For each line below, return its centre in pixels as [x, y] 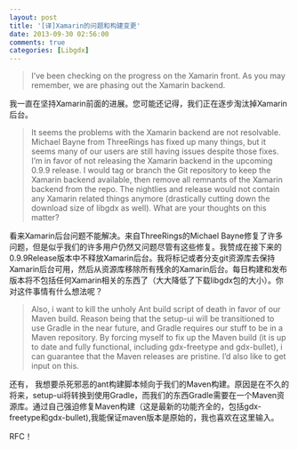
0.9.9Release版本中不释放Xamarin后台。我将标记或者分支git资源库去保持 [142, 258]
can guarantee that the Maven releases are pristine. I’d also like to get [158, 357]
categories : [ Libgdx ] [49, 51]
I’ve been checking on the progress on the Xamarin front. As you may [158, 76]
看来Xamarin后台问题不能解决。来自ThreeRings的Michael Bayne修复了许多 [146, 236]
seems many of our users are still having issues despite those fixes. [155, 151]
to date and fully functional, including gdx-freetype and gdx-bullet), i [157, 347]
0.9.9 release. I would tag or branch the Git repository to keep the [151, 171]
